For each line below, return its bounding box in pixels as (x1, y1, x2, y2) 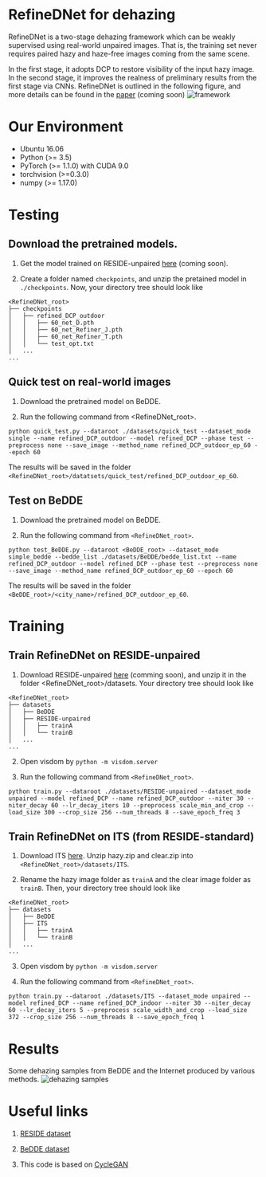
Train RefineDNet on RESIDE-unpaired (8, 649, 201, 662)
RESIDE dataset (19, 1129, 72, 1139)
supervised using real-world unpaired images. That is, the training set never (8, 40, 257, 49)
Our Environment (8, 118, 123, 136)
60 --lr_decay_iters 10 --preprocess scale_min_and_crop (50, 801, 244, 810)
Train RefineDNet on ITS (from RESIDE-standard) (8, 830, 255, 843)
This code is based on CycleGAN (19, 1159, 129, 1169)
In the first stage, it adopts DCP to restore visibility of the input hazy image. (8, 64, 255, 73)
